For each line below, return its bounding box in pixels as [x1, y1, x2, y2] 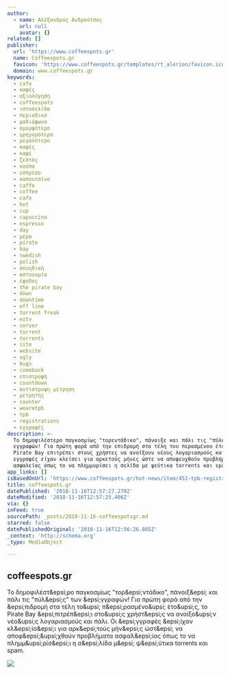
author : [7, 10, 29, 17]
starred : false [7, 519, 51, 526]
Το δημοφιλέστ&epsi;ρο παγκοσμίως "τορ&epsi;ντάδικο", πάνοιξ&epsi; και [7, 588, 218, 597]
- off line [13, 303, 44, 310]
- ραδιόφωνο [13, 118, 48, 125]
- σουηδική [13, 264, 44, 271]
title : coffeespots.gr [7, 481, 72, 488]
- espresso [13, 220, 44, 227]
